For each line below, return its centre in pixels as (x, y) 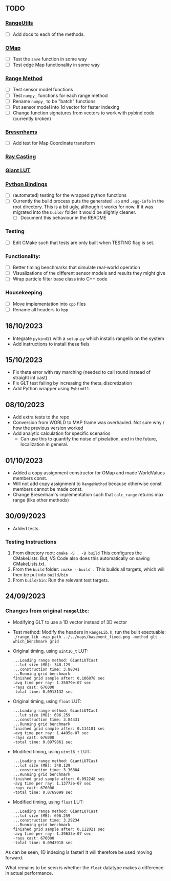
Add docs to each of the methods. (49, 34)
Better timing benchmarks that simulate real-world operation (77, 267)
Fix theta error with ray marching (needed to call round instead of (82, 372)
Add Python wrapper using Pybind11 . (51, 389)
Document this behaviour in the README (63, 218)
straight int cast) (30, 378)
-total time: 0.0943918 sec (42, 843)
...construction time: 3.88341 (46, 669)
